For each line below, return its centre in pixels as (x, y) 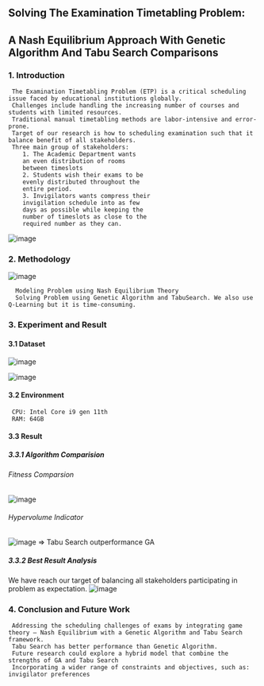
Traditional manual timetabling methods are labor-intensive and (122, 120)
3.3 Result (25, 436)
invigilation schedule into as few (81, 203)
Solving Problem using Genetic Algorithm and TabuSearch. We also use (134, 298)
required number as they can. (73, 224)
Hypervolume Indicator (46, 517)
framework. (26, 640)
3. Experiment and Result (57, 325)
